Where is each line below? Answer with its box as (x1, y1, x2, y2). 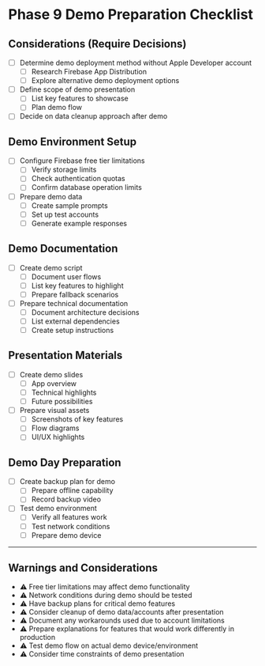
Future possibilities (31, 397, 93, 407)
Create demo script (19, 263, 83, 272)
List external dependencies (31, 316, 120, 326)
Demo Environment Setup (8, 134, 137, 148)
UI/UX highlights (31, 433, 85, 442)
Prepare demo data (19, 191, 83, 201)
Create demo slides (19, 369, 84, 379)
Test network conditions (31, 521, 110, 531)
